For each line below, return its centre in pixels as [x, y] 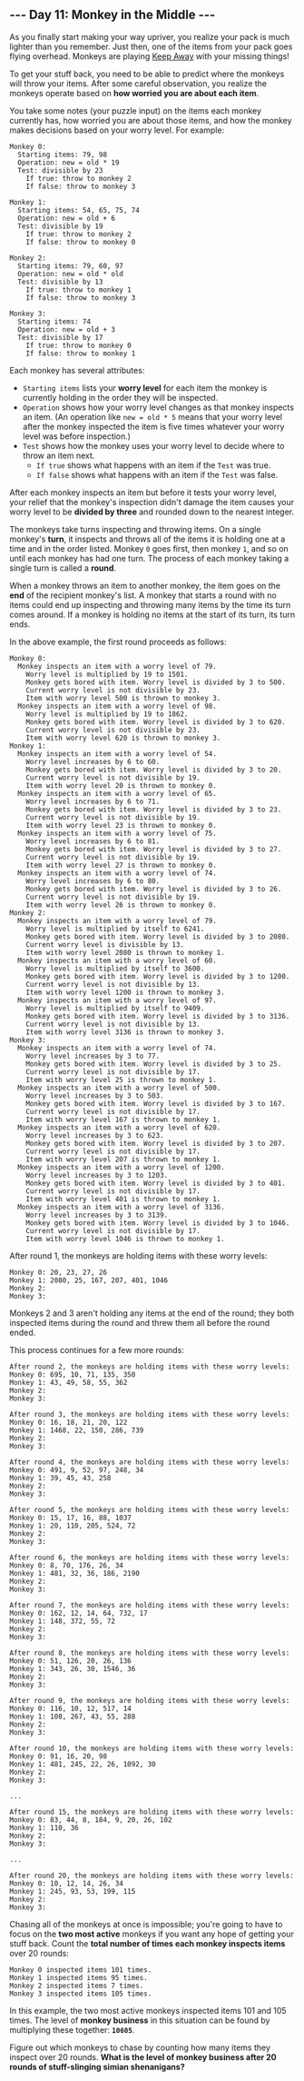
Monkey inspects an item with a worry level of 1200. [121, 1167]
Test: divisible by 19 [60, 226]
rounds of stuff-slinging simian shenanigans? [97, 2066]
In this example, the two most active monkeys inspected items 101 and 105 [148, 2010]
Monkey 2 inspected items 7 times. [77, 1986]
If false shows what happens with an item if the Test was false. [157, 474]
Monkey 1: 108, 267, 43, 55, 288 [73, 1717]
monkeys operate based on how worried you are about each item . [134, 93]
